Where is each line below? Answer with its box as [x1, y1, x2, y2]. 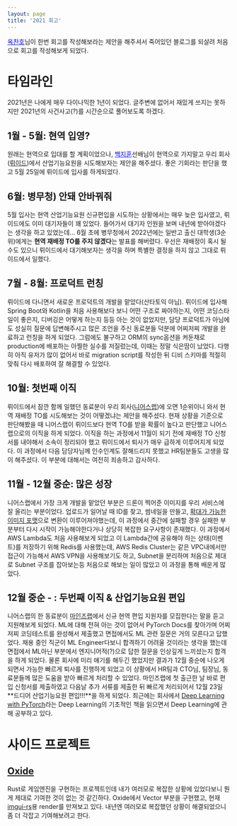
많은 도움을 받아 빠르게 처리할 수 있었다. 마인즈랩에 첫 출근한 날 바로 [31, 674, 219, 682]
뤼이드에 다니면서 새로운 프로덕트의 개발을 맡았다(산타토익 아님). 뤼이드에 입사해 [7, 297, 228, 306]
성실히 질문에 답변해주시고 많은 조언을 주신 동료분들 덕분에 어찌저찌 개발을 [14, 323, 219, 333]
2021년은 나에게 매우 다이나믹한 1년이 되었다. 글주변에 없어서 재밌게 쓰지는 [7, 98, 213, 107]
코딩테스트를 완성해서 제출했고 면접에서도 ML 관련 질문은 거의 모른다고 [20, 629, 215, 638]
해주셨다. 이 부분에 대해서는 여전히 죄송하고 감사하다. [14, 455, 161, 464]
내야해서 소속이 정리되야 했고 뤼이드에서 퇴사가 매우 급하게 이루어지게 [20, 437, 212, 446]
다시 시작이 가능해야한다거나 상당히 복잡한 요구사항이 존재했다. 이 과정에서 [25, 524, 231, 533]
